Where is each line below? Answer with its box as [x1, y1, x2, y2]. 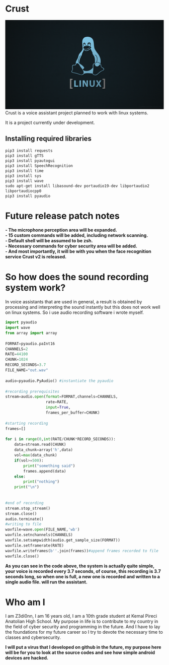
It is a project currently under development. [5, 119, 95, 126]
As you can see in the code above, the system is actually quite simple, [5, 563, 155, 569]
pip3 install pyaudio [5, 193, 51, 199]
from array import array [5, 330, 57, 336]
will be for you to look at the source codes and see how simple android [5, 649, 155, 655]
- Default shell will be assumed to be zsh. [5, 238, 93, 244]
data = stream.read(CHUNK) [14, 442, 66, 447]
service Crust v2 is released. [5, 254, 67, 260]
